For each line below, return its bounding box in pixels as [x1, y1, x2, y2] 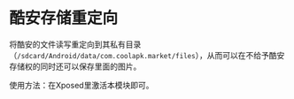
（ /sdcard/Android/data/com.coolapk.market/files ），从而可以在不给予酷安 [9, 49, 285, 60]
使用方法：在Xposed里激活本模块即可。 [9, 80, 154, 90]
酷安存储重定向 [9, 8, 119, 28]
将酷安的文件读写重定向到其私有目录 [9, 39, 142, 49]
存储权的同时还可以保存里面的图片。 [9, 61, 142, 72]
